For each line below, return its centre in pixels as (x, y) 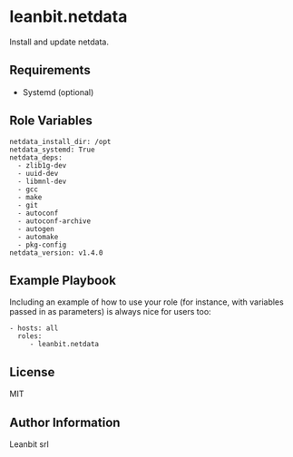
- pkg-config (42, 245)
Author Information (65, 422)
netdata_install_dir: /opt (60, 141)
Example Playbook (63, 280)
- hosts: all (34, 328)
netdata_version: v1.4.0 (56, 253)
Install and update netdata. (59, 42)
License (32, 372)
